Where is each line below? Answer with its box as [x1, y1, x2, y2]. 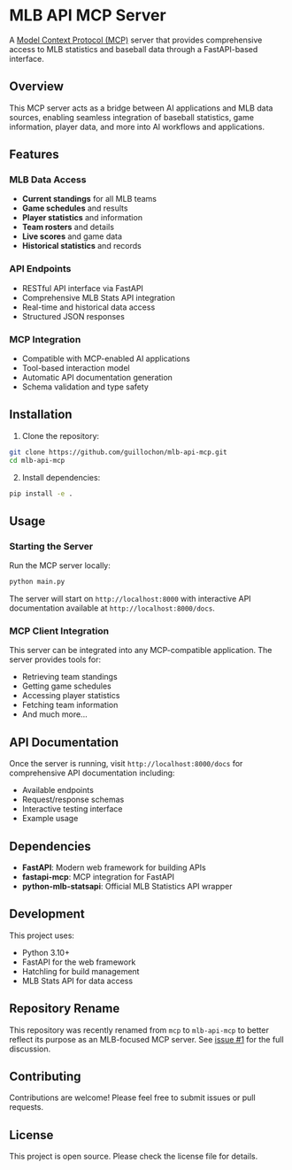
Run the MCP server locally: [9, 560, 111, 571]
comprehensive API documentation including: [9, 767, 175, 779]
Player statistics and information [21, 212, 143, 223]
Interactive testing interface [21, 804, 123, 814]
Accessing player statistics [21, 690, 120, 701]
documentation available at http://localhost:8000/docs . [9, 603, 215, 613]
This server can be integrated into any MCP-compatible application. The [9, 645, 273, 656]
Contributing [9, 1068, 81, 1084]
